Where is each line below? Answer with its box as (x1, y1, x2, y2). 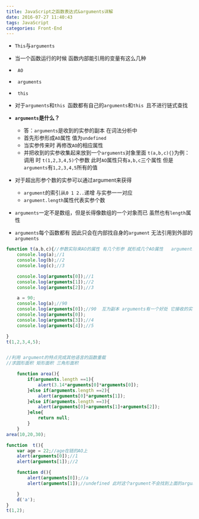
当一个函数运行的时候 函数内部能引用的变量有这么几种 (14, 55, 146, 62)
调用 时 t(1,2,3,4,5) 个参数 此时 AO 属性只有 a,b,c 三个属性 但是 (23, 156, 174, 164)
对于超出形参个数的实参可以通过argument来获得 (14, 177, 132, 184)
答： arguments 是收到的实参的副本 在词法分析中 (23, 127, 137, 134)
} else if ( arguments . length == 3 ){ (27, 398, 110, 405)
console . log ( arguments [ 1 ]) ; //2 (17, 279, 94, 285)
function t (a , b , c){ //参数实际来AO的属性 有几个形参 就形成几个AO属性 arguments (6, 246, 195, 252)
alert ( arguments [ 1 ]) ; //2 (17, 459, 78, 465)
